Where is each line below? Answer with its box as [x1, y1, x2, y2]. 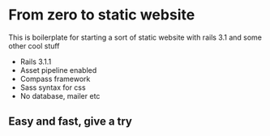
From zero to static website [8, 6, 195, 24]
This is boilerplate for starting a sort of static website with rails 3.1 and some [8, 32, 262, 42]
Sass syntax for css [19, 83, 87, 92]
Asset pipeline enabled [19, 65, 97, 74]
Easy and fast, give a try [8, 115, 132, 129]
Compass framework [19, 74, 91, 83]
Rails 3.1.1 [19, 57, 52, 66]
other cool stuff [8, 40, 60, 50]
